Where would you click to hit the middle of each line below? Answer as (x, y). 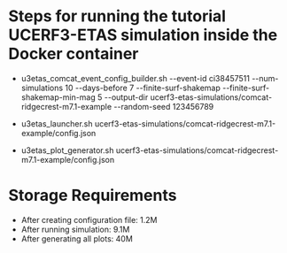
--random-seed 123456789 (164, 106)
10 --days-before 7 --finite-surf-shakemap (143, 88)
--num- (265, 78)
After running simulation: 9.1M (75, 229)
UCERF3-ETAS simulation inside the (143, 35)
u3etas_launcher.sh (57, 123)
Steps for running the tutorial (117, 16)
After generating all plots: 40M (77, 238)
